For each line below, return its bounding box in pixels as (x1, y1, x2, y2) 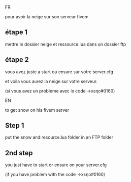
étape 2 (5, 55, 29, 64)
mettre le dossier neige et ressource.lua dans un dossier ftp (5, 41, 127, 47)
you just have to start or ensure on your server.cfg (5, 162, 107, 168)
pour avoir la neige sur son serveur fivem (5, 14, 89, 19)
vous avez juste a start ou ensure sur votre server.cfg (5, 69, 113, 75)
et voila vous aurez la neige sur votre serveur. (5, 78, 98, 84)
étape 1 (5, 28, 28, 37)
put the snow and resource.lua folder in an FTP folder (5, 135, 114, 140)
